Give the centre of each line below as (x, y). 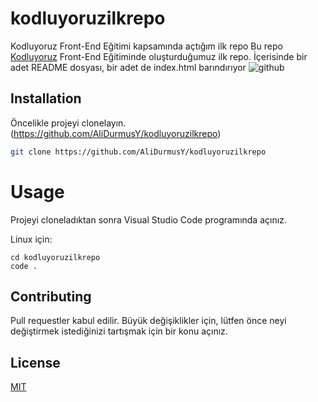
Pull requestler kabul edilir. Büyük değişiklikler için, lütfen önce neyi (148, 321)
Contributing (51, 296)
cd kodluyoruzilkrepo (55, 257)
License (35, 362)
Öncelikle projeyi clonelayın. (68, 123)
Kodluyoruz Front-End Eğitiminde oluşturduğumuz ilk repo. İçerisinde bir (159, 56)
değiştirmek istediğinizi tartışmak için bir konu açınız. (119, 331)
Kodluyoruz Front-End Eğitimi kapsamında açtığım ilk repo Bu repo (146, 46)
